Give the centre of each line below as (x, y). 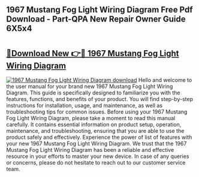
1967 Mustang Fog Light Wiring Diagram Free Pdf (99, 10)
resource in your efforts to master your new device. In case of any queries (98, 156)
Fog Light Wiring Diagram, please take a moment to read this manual (91, 118)
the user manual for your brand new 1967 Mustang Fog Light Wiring (90, 86)
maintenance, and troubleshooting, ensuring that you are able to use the (95, 131)
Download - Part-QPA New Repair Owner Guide (96, 19)
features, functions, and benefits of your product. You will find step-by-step (100, 99)
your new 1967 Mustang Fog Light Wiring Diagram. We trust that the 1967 (97, 144)
